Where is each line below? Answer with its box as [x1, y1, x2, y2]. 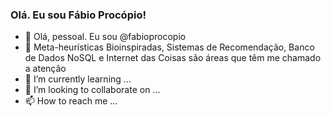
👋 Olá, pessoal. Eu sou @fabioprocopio [24, 31, 187, 43]
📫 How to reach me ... [24, 95, 118, 107]
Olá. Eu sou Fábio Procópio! [10, 8, 147, 22]
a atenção [24, 63, 67, 75]
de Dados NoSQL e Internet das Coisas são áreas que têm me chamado [24, 52, 322, 64]
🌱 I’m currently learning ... [24, 73, 132, 85]
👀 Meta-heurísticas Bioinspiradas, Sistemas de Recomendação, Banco [24, 41, 315, 53]
